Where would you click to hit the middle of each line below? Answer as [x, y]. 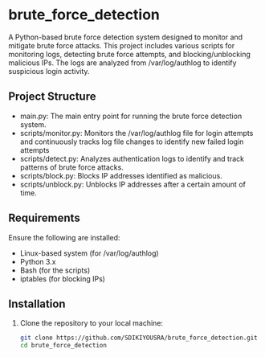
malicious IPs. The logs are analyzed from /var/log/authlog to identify [122, 63]
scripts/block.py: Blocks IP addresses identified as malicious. [121, 175]
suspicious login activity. [49, 71]
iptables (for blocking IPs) [63, 278]
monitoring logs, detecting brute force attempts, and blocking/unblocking [130, 54]
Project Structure [52, 97]
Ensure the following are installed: [64, 237]
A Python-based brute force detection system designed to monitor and [126, 37]
